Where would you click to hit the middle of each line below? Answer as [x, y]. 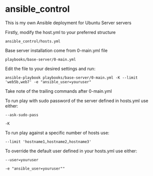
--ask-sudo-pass [22, 115]
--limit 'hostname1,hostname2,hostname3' [48, 141]
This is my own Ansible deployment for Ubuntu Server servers [68, 23]
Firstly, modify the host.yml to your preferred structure [60, 32]
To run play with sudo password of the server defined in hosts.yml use [77, 101]
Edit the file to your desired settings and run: [50, 69]
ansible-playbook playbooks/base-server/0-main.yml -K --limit [72, 77]
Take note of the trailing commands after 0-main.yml [58, 91]
